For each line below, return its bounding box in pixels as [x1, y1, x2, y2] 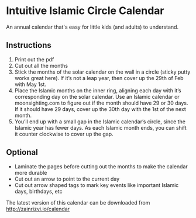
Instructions [6, 40, 51, 50]
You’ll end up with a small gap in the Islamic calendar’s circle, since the [14, 118, 186, 125]
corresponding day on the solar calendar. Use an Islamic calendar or [14, 93, 180, 100]
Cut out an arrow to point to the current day [14, 175, 120, 182]
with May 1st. [14, 81, 47, 88]
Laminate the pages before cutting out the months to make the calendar [14, 162, 188, 170]
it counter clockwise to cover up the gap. [14, 130, 114, 137]
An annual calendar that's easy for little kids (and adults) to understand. [6, 23, 179, 30]
